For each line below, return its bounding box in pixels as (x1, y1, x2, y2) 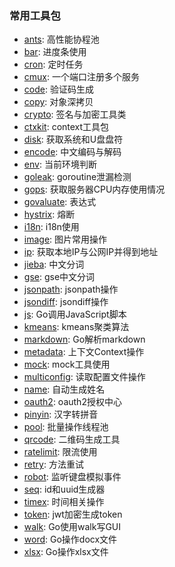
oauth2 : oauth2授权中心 (23, 396, 122, 408)
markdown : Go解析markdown (23, 333, 146, 346)
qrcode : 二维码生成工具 (23, 433, 121, 446)
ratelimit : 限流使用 (23, 446, 98, 458)
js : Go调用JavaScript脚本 (23, 308, 127, 321)
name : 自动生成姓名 (23, 383, 106, 396)
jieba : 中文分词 (23, 258, 85, 271)
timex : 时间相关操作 (23, 496, 105, 508)
